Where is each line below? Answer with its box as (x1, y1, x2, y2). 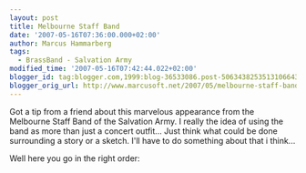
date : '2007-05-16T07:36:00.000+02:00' (9, 30, 161, 39)
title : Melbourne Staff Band (9, 22, 120, 31)
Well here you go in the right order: (9, 152, 140, 164)
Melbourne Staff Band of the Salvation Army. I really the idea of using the (9, 116, 284, 127)
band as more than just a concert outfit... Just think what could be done (9, 125, 278, 137)
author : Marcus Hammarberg (9, 38, 112, 48)
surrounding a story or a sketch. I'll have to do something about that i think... (9, 135, 296, 146)
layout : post (9, 13, 59, 23)
